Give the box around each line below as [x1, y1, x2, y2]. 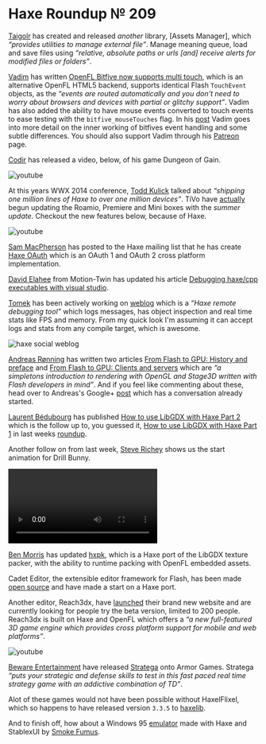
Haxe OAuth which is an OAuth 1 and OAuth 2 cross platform [8, 250, 206, 259]
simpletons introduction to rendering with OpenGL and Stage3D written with [8, 371, 257, 380]
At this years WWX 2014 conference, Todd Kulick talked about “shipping [8, 185, 245, 195]
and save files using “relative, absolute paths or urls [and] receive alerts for [8, 48, 256, 57]
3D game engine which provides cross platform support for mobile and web [8, 622, 256, 633]
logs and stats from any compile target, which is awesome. [8, 323, 201, 333]
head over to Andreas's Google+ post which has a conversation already [8, 388, 243, 398]
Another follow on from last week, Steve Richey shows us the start [8, 444, 226, 454]
